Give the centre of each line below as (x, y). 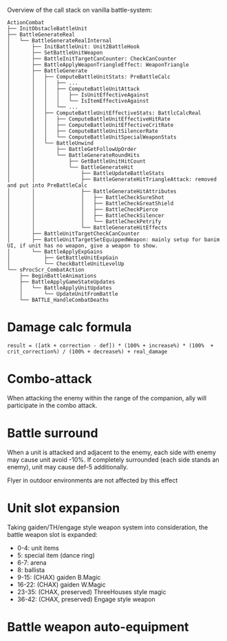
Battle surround (53, 433)
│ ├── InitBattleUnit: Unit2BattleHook (73, 47)
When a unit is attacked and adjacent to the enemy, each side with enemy (112, 452)
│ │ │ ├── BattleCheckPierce (83, 210)
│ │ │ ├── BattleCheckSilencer (86, 216)
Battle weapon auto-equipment (98, 627)
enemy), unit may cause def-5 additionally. (68, 467)
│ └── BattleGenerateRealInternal (60, 41)
